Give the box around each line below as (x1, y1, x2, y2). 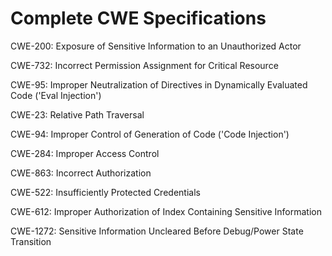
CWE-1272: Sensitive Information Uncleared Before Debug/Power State (10, 225, 304, 237)
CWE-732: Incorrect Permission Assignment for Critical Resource (10, 59, 279, 71)
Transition (10, 235, 52, 247)
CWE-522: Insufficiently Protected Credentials (10, 186, 201, 198)
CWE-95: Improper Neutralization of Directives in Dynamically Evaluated (10, 78, 308, 91)
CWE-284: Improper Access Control (10, 147, 160, 159)
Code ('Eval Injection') (10, 89, 102, 101)
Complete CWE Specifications (10, 7, 267, 30)
